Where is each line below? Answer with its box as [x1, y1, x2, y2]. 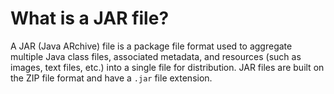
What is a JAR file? [10, 7, 170, 30]
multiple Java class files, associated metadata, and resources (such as [10, 50, 302, 62]
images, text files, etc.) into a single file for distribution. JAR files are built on [10, 61, 325, 73]
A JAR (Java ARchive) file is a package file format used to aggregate [10, 40, 293, 52]
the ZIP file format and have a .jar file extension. [10, 72, 213, 84]
